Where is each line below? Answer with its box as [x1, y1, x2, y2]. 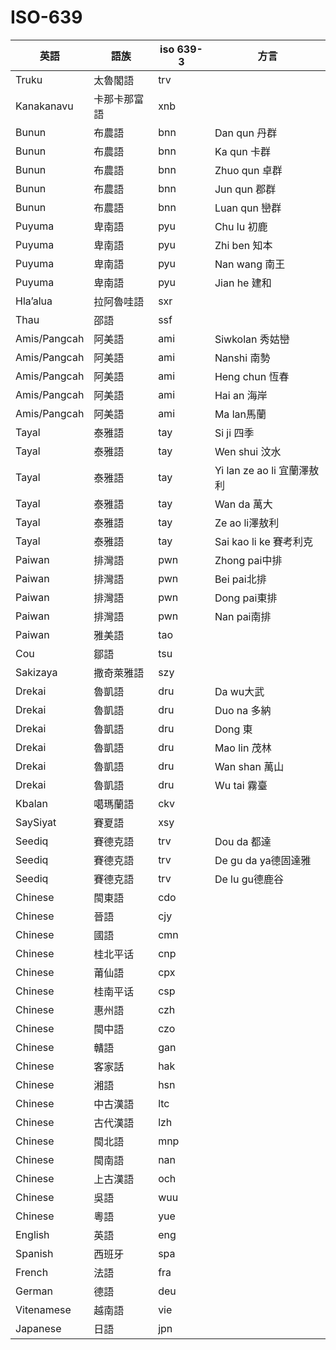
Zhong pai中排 [214, 553, 283, 567]
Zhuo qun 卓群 [214, 163, 283, 177]
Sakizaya [15, 665, 58, 679]
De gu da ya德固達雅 [214, 853, 312, 867]
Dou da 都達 [214, 834, 272, 848]
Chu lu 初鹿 [214, 219, 268, 233]
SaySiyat [15, 815, 57, 829]
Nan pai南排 [214, 609, 272, 623]
